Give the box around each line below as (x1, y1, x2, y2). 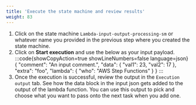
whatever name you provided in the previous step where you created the (14, 36, 190, 43)
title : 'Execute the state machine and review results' (6, 8, 145, 15)
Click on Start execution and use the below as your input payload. (14, 48, 175, 55)
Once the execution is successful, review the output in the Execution (14, 73, 180, 80)
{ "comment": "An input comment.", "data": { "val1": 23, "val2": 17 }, (14, 61, 177, 68)
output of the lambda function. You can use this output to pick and (14, 86, 174, 93)
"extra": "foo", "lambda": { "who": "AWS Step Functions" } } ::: (14, 67, 164, 74)
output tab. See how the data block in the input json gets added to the (14, 79, 183, 86)
